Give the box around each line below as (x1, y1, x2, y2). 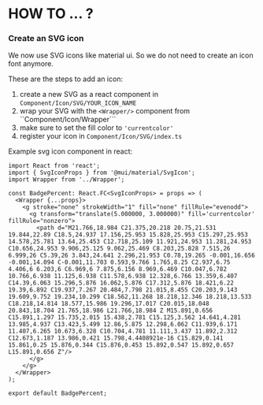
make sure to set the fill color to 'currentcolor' (19, 123, 174, 132)
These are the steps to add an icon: (8, 74, 124, 84)
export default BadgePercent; (8, 389, 108, 398)
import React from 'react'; (8, 162, 101, 170)
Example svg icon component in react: (8, 147, 132, 156)
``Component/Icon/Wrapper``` (19, 115, 117, 124)
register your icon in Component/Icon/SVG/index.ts (19, 132, 183, 141)
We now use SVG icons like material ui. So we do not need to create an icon (8, 50, 254, 60)
